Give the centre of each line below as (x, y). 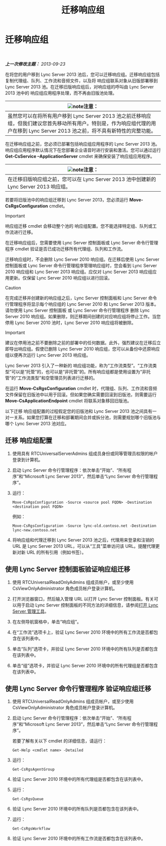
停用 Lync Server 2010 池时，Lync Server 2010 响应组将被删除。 (70, 322)
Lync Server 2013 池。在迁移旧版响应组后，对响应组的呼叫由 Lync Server (80, 86)
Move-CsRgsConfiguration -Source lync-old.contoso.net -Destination (84, 526)
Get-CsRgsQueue (28, 799)
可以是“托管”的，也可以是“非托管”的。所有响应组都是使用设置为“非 (79, 371)
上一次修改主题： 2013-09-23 (35, 64)
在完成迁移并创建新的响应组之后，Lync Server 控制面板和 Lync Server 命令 (81, 298)
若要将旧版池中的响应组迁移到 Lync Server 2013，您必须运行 (67, 200)
